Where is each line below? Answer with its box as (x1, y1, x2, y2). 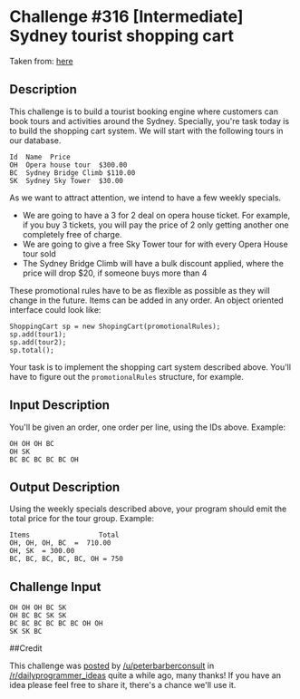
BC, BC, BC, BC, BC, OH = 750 (9, 555, 124, 564)
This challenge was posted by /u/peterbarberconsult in (9, 660, 215, 672)
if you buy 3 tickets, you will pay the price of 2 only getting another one (22, 219, 290, 230)
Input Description (9, 397, 111, 413)
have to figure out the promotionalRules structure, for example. (9, 371, 245, 382)
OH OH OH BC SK (9, 603, 67, 613)
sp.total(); (9, 345, 54, 354)
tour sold (22, 248, 56, 259)
